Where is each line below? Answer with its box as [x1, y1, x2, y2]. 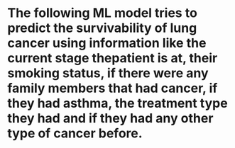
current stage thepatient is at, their [7, 50, 218, 67]
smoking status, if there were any [7, 65, 209, 81]
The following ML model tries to [7, 5, 197, 21]
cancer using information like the [7, 35, 207, 51]
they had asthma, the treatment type [7, 96, 229, 111]
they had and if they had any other [7, 110, 214, 127]
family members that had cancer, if [7, 80, 218, 96]
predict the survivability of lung [7, 20, 197, 36]
